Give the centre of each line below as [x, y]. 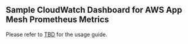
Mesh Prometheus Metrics [58, 20]
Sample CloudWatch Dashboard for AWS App [94, 10]
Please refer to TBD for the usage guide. [57, 34]
